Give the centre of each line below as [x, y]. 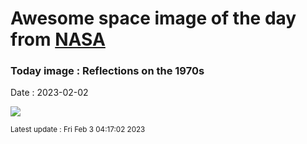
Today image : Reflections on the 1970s [107, 71]
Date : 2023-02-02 [49, 93]
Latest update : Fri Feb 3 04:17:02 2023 [78, 130]
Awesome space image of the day [153, 18]
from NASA [58, 39]
